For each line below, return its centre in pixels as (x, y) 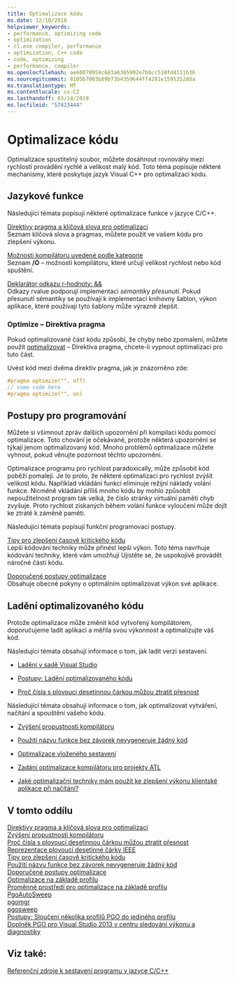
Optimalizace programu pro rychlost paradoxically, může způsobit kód (108, 469)
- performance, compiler (43, 66)
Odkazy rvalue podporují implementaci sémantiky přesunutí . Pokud (104, 291)
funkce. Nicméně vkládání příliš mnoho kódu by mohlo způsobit (99, 491)
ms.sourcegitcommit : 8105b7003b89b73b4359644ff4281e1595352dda (101, 79)
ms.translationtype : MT (42, 86)
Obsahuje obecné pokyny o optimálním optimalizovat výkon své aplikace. (113, 584)
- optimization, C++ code (45, 53)
